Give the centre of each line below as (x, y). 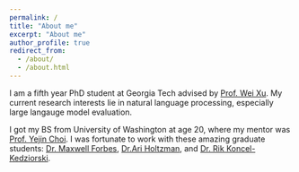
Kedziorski (29, 158)
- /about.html (44, 68)
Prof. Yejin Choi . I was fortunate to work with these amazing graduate (137, 139)
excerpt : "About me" (48, 34)
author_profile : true (50, 43)
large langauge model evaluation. (71, 112)
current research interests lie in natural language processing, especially (141, 102)
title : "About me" (44, 26)
